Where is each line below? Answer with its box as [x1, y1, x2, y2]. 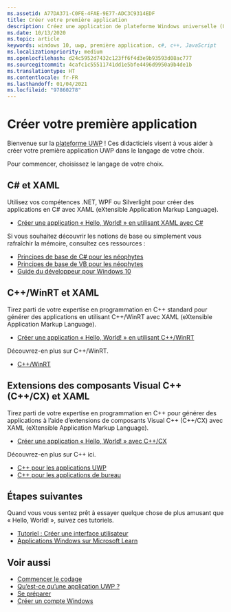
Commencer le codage [16, 575, 82, 583]
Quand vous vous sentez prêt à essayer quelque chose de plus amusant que [7, 509, 224, 517]
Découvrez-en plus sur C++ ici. [7, 450, 96, 458]
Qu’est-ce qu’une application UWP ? [16, 582, 120, 591]
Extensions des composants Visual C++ [7, 380, 182, 392]
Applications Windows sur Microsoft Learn [16, 537, 138, 545]
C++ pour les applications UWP [16, 463, 107, 472]
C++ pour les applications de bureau [16, 470, 122, 479]
